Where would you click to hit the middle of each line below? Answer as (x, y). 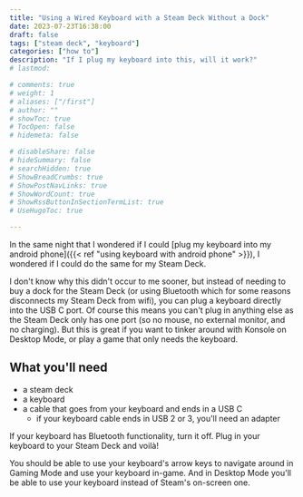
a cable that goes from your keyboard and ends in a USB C (132, 408)
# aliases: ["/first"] (52, 102)
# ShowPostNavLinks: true (58, 185)
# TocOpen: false (42, 127)
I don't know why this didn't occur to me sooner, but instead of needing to (147, 281)
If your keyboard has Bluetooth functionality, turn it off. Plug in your (135, 435)
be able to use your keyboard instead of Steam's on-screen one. (130, 482)
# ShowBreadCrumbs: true (56, 177)
